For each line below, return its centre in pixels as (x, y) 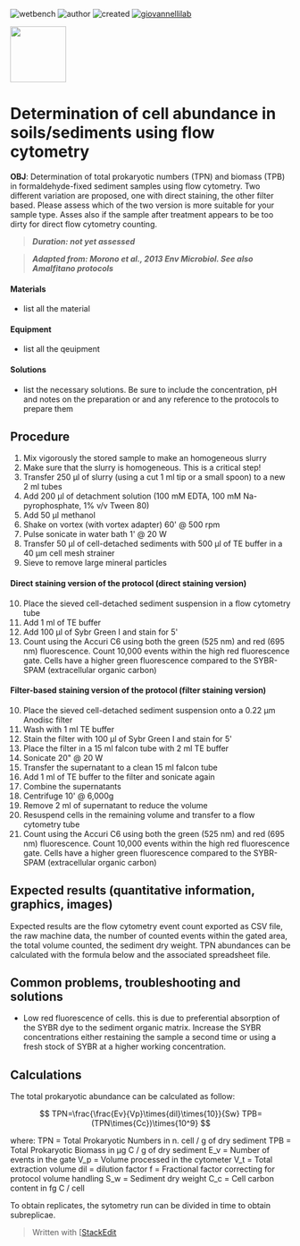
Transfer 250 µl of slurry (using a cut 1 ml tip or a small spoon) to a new (154, 477)
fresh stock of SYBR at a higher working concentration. (125, 1046)
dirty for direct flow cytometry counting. (84, 224)
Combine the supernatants (72, 786)
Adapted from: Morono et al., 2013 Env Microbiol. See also (142, 259)
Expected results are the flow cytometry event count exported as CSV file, (147, 926)
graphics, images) (62, 905)
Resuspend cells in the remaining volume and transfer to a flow (139, 815)
